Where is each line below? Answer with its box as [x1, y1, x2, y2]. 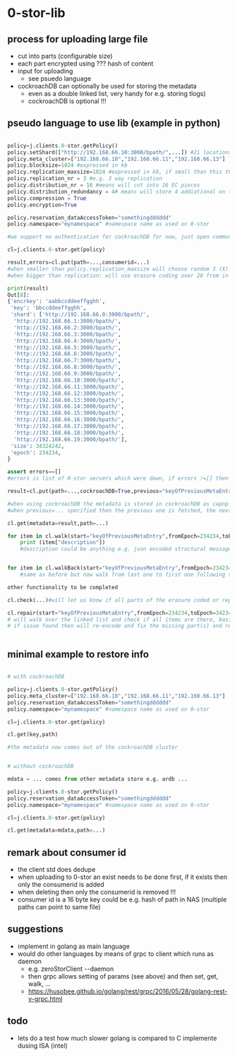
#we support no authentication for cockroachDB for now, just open [7, 233, 210, 241]
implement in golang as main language [17, 942, 130, 950]
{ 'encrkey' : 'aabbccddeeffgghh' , [7, 298, 106, 305]
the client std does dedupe [17, 866, 96, 874]
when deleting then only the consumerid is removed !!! [17, 888, 176, 897]
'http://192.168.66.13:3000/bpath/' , [13, 396, 125, 403]
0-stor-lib [7, 5, 66, 21]
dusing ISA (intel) [17, 1041, 68, 1050]
